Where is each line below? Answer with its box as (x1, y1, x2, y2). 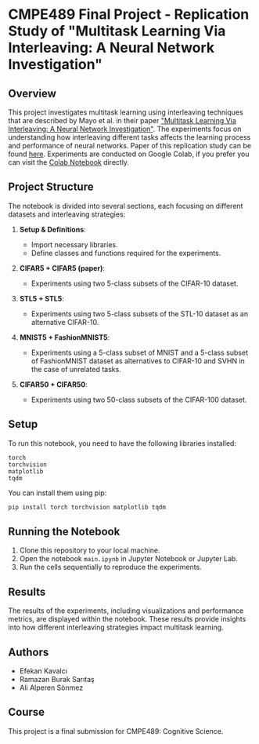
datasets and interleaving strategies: (8, 210, 126, 219)
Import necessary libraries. (31, 239, 118, 249)
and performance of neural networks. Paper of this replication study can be (8, 141, 252, 150)
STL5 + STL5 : (19, 294, 65, 303)
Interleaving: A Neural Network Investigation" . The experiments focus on (8, 124, 242, 133)
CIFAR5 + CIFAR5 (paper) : (19, 263, 106, 272)
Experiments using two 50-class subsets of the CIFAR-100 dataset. (31, 395, 247, 404)
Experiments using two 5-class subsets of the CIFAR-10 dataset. (31, 279, 239, 288)
